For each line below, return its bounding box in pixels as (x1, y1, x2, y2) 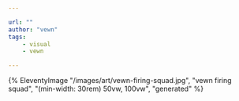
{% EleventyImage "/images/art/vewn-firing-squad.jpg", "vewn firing (8, 76, 232, 85)
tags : (8, 33, 26, 41)
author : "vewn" (8, 25, 58, 34)
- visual (22, 40, 51, 48)
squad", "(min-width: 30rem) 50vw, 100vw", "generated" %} (8, 84, 204, 94)
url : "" (8, 18, 34, 26)
